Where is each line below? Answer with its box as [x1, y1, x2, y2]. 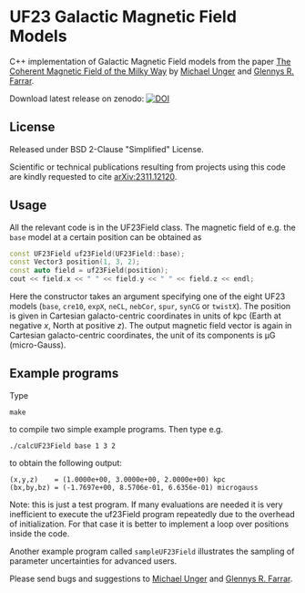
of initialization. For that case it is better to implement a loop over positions [9, 518, 290, 529]
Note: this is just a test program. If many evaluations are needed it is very [9, 499, 284, 510]
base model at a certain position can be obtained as [9, 231, 202, 243]
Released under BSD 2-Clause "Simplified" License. [9, 143, 205, 154]
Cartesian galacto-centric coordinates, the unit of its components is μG [9, 330, 276, 341]
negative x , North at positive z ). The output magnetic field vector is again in [9, 320, 292, 331]
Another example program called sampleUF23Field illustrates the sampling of [9, 546, 295, 557]
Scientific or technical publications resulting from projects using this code [9, 161, 286, 172]
